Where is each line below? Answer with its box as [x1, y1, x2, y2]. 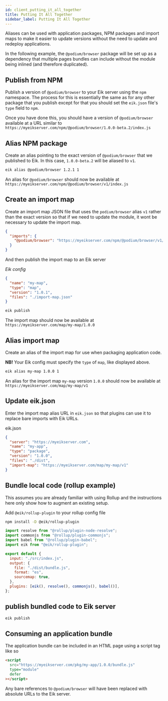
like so [5, 648, 19, 654]
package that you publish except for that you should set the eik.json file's [5, 100, 158, 106]
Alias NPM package [5, 139, 67, 148]
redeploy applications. [5, 41, 51, 47]
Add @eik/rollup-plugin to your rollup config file [5, 509, 106, 516]
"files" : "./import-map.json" [9, 294, 72, 299]
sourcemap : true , [14, 574, 50, 580]
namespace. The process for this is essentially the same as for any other [5, 95, 155, 101]
